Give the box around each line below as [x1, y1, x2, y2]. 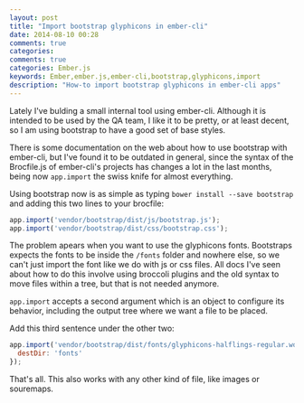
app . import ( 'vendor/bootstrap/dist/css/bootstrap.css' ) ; [9, 223, 229, 233]
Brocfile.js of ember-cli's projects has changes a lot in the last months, [9, 161, 272, 172]
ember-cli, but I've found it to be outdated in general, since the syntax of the [9, 151, 294, 163]
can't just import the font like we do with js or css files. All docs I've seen [9, 259, 281, 270]
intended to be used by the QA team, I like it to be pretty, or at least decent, [9, 115, 290, 126]
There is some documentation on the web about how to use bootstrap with [9, 142, 288, 153]
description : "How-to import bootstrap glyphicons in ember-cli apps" [9, 80, 281, 89]
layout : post [9, 13, 59, 23]
